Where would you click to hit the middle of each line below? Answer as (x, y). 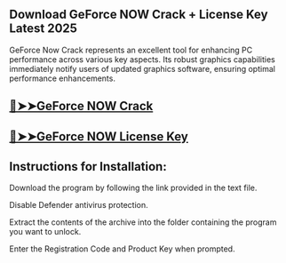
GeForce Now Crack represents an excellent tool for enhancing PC (131, 50)
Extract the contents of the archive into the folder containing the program (143, 222)
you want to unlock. (45, 232)
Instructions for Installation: (88, 167)
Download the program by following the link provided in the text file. (133, 188)
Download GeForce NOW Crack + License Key (139, 15)
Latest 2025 (44, 29)
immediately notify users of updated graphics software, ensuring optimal (142, 68)
